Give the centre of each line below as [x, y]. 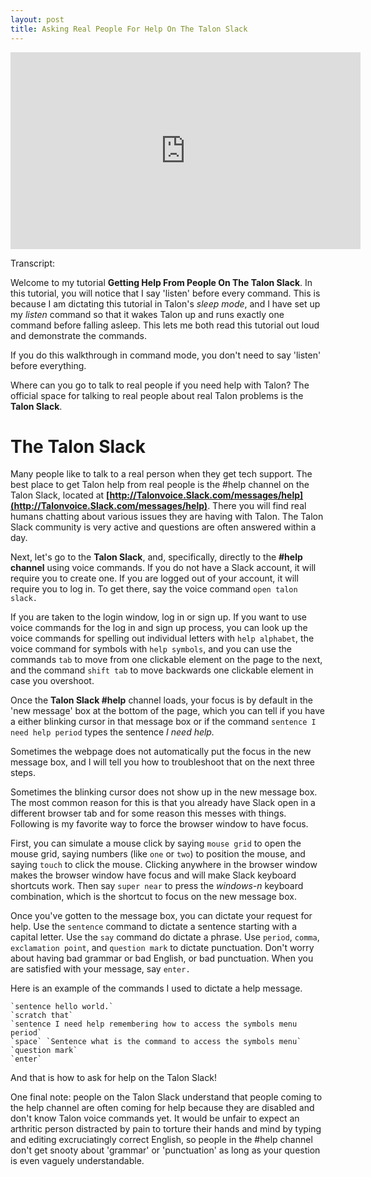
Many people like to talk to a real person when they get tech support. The [161, 474]
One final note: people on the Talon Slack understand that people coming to [166, 1097]
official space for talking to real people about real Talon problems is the [157, 395]
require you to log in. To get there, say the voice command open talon [154, 589]
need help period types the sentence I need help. [112, 732]
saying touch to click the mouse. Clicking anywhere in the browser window [164, 865]
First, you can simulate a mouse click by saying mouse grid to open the [156, 843]
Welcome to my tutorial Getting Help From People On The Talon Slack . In [161, 282]
